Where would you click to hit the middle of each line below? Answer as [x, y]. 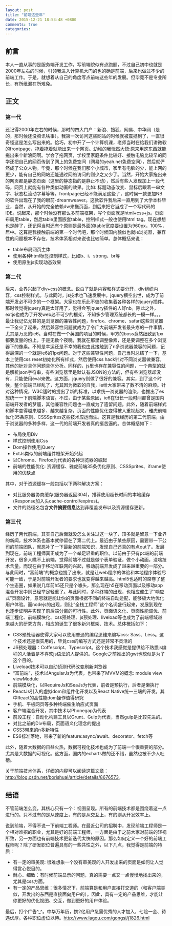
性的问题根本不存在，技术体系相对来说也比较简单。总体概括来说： [75, 238]
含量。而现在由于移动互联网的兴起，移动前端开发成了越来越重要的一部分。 [88, 566]
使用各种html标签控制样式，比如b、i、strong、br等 [66, 256]
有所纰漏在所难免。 [34, 84]
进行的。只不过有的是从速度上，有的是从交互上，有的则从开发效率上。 [79, 815]
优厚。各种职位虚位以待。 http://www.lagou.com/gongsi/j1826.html [80, 918]
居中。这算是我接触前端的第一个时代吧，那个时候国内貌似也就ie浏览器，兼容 [86, 232]
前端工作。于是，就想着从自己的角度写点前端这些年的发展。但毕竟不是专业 [84, 77]
